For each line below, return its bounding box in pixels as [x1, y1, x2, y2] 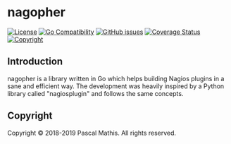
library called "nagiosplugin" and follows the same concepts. [7, 89, 184, 97]
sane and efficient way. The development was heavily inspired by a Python [7, 82, 225, 90]
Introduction [7, 56, 63, 68]
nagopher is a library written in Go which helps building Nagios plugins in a [7, 74, 225, 83]
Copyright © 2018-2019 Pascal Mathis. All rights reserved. [7, 128, 177, 137]
